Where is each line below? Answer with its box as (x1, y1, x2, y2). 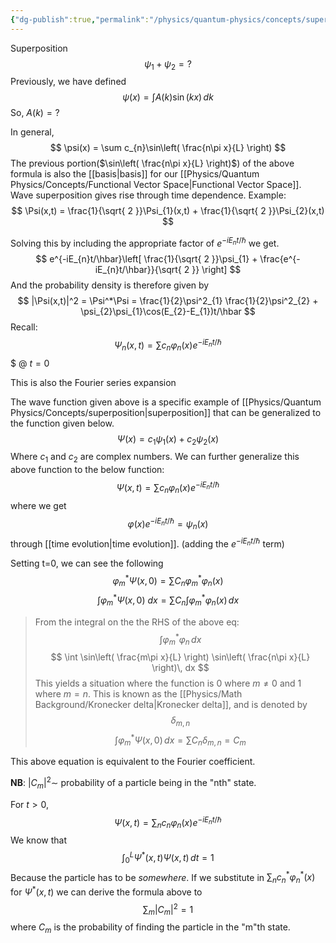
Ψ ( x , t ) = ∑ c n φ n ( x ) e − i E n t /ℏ (116, 480, 220, 496)
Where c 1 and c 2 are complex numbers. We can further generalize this (10, 451, 300, 465)
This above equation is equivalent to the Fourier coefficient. (10, 756, 256, 768)
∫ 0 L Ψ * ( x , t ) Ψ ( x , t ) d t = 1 (121, 850, 215, 866)
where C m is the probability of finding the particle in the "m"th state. (10, 921, 291, 936)
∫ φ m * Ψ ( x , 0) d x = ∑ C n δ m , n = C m (114, 732, 247, 748)
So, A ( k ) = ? (10, 107, 60, 119)
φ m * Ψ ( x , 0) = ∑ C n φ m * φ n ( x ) (112, 572, 224, 589)
